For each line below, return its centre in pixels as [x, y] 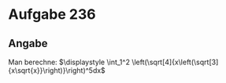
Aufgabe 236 [52, 14]
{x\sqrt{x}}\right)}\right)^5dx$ [57, 70]
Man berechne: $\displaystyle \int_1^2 [69, 62]
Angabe [28, 43]
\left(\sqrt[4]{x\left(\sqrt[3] [175, 62]
